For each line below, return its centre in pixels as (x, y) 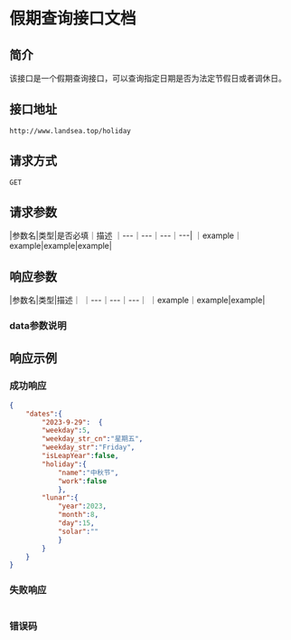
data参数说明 (38, 326)
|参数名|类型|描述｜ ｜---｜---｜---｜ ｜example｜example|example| (137, 301)
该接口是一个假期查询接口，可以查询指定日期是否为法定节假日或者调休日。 (148, 78)
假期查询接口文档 (73, 19)
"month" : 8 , (78, 515)
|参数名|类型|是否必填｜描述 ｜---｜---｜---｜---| (101, 235)
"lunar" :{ (60, 498)
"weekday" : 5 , (66, 431)
